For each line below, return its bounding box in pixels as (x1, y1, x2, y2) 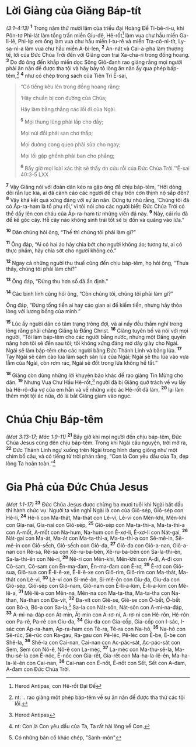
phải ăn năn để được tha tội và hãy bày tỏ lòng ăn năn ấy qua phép (6, 64, 166, 71)
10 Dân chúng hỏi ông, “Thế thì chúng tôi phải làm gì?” (6, 227, 136, 235)
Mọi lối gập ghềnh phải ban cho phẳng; (20, 152, 115, 159)
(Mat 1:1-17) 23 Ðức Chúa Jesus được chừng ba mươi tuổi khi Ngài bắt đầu (6, 499, 184, 508)
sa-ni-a (6, 45, 24, 52)
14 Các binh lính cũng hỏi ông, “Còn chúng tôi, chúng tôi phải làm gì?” (6, 289, 173, 297)
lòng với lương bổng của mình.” (6, 307, 81, 314)
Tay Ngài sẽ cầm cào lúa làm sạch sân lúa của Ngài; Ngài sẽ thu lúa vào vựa (6, 353, 189, 360)
